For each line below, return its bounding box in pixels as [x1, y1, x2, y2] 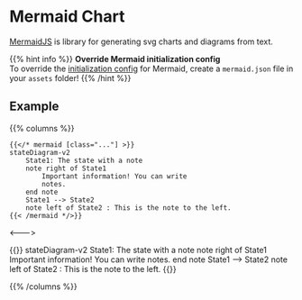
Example [9, 99, 59, 114]
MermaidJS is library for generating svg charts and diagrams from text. [9, 36, 273, 47]
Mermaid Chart [9, 6, 125, 27]
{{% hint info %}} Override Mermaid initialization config [9, 53, 221, 64]
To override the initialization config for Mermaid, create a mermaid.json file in [9, 63, 294, 74]
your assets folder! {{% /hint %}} [9, 72, 132, 83]
